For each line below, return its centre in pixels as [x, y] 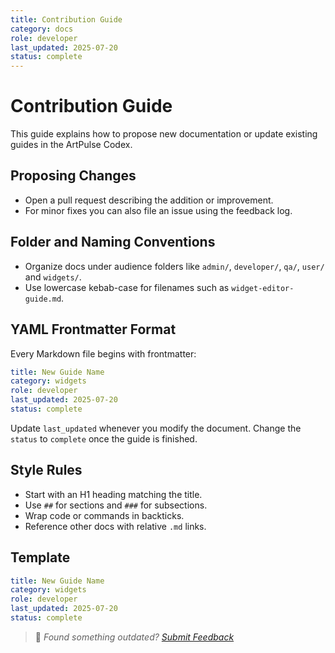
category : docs [42, 29]
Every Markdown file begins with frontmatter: [103, 353]
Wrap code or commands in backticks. [104, 515]
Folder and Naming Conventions [113, 242]
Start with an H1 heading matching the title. [113, 494]
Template [40, 557]
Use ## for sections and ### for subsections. [116, 505]
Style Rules [46, 470]
